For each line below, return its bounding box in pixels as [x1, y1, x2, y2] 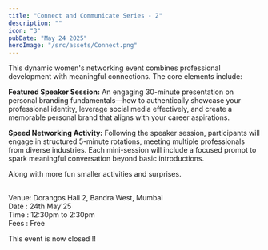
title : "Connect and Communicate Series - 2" [8, 11, 162, 20]
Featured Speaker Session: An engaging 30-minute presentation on [8, 87, 234, 97]
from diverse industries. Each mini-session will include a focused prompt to [8, 145, 257, 155]
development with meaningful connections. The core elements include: [8, 72, 242, 81]
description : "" [8, 19, 62, 27]
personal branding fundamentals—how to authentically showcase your [8, 96, 242, 105]
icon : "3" [8, 26, 42, 34]
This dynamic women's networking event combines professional [8, 63, 222, 73]
